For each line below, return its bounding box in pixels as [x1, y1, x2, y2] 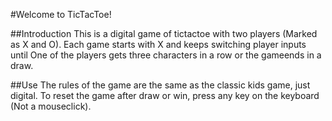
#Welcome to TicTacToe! [10, 9, 112, 20]
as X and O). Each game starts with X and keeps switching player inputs [10, 39, 307, 50]
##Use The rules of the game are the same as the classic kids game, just [10, 79, 311, 91]
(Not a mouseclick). [10, 100, 92, 112]
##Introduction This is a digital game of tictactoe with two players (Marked [10, 28, 318, 39]
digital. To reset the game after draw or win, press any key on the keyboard [10, 90, 320, 101]
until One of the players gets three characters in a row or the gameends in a [10, 49, 322, 61]
